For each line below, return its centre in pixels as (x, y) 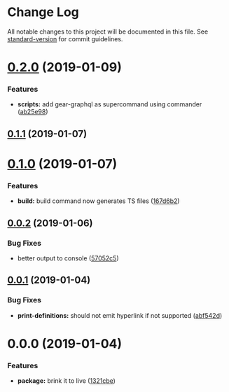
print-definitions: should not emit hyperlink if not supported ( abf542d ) (120, 315)
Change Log (43, 12)
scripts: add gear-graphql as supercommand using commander (110, 104)
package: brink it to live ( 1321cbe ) (66, 381)
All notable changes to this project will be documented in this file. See (108, 31)
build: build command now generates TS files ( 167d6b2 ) (98, 201)
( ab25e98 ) (33, 112)
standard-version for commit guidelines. (65, 38)
